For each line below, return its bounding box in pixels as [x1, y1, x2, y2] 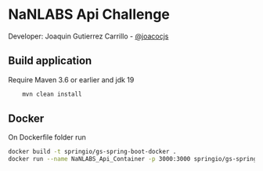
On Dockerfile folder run [8, 133, 86, 142]
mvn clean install [22, 90, 82, 98]
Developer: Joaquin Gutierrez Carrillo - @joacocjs [8, 31, 169, 41]
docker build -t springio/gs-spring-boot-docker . [8, 147, 177, 156]
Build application [8, 54, 92, 67]
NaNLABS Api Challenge [8, 5, 170, 24]
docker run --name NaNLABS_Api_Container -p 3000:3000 [8, 155, 191, 163]
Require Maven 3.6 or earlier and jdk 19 [8, 75, 135, 84]
